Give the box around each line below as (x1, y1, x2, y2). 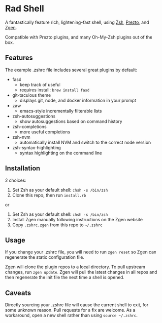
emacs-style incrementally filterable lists (19, 108, 102, 114)
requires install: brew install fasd (19, 87, 90, 93)
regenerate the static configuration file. (5, 254, 85, 260)
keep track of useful (19, 81, 61, 87)
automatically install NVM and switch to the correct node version (19, 139, 151, 145)
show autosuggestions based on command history (19, 118, 123, 124)
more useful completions (19, 129, 70, 135)
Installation (5, 164, 40, 173)
